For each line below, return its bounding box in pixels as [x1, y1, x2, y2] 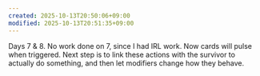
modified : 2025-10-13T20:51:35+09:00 [8, 19, 134, 27]
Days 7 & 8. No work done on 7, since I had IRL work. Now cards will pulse [8, 41, 252, 50]
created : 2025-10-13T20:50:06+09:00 [8, 11, 130, 20]
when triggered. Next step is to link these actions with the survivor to [8, 50, 236, 59]
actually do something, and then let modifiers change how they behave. [8, 58, 245, 68]
